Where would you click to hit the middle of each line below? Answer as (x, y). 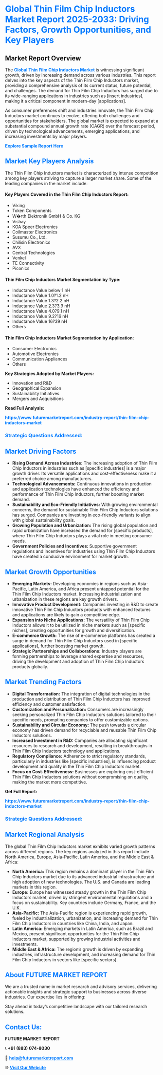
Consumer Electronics (34, 349)
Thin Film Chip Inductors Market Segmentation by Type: (63, 279)
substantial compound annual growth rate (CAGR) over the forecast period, (80, 126)
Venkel (19, 258)
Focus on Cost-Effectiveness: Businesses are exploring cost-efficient (82, 771)
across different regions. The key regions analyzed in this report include (77, 851)
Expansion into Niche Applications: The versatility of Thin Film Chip (81, 620)
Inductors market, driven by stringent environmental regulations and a (82, 897)
